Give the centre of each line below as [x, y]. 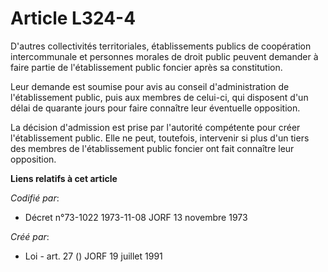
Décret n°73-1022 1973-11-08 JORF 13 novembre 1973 [136, 217]
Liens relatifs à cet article [64, 178]
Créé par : [30, 236]
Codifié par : [35, 198]
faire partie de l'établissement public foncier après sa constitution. [146, 67]
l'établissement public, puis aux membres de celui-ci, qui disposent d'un [159, 97]
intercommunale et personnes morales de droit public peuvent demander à [164, 56]
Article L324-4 [73, 18]
